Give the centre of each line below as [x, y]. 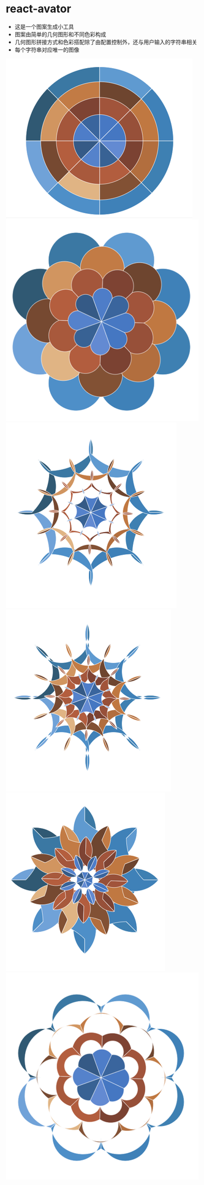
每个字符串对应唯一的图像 [47, 49]
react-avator [39, 9]
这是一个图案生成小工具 [44, 26]
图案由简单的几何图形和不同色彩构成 [60, 34]
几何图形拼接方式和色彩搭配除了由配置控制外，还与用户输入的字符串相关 [106, 42]
